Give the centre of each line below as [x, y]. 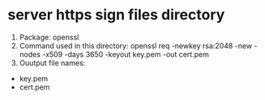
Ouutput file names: [52, 63]
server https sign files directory [116, 15]
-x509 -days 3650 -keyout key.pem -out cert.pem [126, 54]
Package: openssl [49, 37]
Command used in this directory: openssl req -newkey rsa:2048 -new [136, 45]
